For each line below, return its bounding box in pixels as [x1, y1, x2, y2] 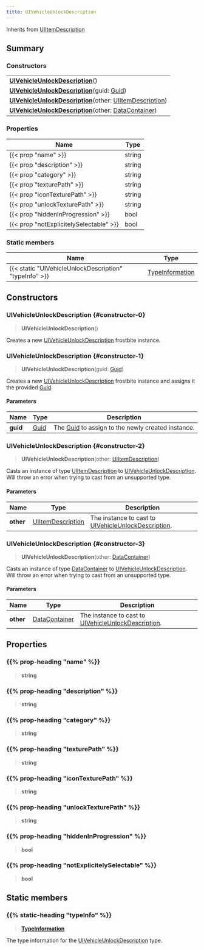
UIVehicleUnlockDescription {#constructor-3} [6, 539, 146, 548]
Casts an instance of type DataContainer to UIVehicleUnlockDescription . [6, 565, 188, 572]
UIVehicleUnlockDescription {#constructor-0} [6, 311, 146, 319]
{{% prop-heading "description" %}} [6, 687, 118, 695]
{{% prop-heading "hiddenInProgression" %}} [6, 832, 147, 841]
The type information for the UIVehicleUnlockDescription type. [6, 937, 163, 944]
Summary [6, 43, 44, 54]
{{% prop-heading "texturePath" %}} [6, 745, 119, 753]
